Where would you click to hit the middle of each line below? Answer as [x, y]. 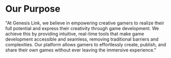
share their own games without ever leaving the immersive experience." [81, 50]
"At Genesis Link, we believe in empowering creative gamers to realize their [85, 23]
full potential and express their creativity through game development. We [82, 28]
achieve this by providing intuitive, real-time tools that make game [75, 34]
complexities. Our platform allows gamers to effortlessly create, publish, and [86, 44]
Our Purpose [33, 9]
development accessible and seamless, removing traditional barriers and [82, 39]
